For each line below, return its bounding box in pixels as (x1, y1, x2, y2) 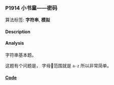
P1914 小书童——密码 (5, 4, 58, 11)
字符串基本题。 (5, 52, 36, 58)
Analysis (5, 40, 24, 46)
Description (5, 29, 31, 35)
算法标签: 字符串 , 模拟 (5, 17, 50, 23)
